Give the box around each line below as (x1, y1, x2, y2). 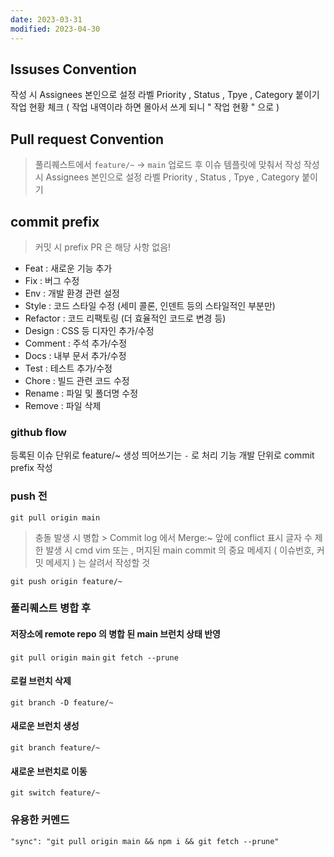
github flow (10, 425, 68, 439)
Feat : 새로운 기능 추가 (24, 262, 113, 274)
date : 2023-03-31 (10, 14, 83, 25)
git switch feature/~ (10, 788, 101, 798)
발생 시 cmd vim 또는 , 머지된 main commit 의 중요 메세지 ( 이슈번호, (45, 544, 315, 556)
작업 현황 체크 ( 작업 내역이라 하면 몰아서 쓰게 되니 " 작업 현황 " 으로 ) (10, 101, 280, 113)
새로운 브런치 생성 (10, 720, 80, 732)
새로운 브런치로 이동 (10, 765, 88, 777)
